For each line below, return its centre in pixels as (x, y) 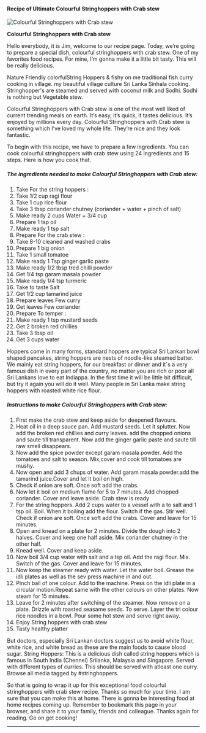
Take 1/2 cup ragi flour (44, 196)
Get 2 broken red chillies (47, 327)
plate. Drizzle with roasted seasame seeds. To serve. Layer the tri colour (107, 609)
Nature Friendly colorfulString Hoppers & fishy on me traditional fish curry (100, 77)
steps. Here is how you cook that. (49, 160)
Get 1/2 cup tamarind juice (49, 294)
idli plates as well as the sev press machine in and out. (84, 576)
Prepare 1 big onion (40, 248)
